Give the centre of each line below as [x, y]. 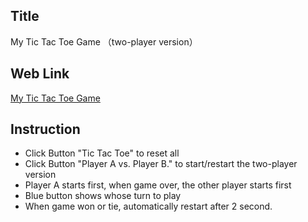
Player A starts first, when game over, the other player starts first [158, 185]
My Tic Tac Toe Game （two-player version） [104, 41]
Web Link [40, 74]
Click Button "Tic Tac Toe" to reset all [102, 153]
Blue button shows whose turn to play [103, 196]
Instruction [45, 129]
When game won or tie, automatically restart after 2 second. [148, 206]
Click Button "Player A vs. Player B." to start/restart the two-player [161, 164]
